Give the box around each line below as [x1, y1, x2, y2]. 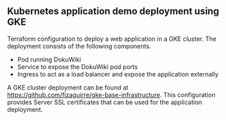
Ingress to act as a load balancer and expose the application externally [17, 70, 219, 78]
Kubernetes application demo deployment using [7, 6, 220, 17]
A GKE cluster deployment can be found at [7, 83, 129, 92]
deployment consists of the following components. [7, 41, 151, 50]
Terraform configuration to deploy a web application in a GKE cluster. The [7, 34, 216, 43]
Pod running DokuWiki [17, 55, 82, 63]
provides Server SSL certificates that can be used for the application [7, 98, 203, 106]
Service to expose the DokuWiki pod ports [17, 62, 138, 71]
